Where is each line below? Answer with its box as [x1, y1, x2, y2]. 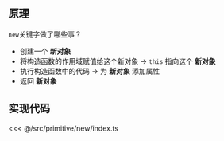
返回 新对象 [19, 76, 57, 85]
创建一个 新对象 [19, 46, 71, 56]
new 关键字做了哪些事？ [8, 29, 82, 39]
